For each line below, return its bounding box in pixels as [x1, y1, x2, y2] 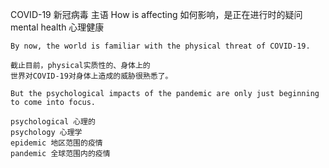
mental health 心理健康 [10, 21, 105, 33]
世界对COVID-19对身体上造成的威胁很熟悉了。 [10, 71, 173, 81]
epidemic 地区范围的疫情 [10, 138, 103, 148]
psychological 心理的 [10, 117, 96, 127]
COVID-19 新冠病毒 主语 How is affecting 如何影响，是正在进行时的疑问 [10, 9, 303, 20]
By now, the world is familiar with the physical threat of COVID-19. [10, 41, 311, 51]
